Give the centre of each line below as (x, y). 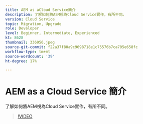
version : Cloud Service (30, 19)
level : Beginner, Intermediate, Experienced (52, 33)
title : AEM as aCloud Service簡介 (41, 10)
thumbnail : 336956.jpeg (30, 42)
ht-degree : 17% (21, 61)
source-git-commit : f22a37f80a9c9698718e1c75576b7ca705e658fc (71, 47)
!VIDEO (25, 116)
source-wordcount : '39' (30, 56)
